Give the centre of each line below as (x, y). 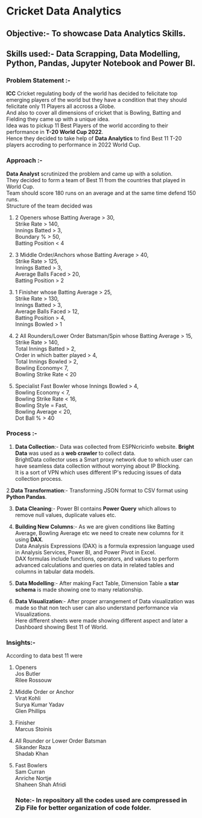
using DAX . (29, 539)
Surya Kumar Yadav (39, 705)
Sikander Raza (33, 747)
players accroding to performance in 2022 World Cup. (74, 145)
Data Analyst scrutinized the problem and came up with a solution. (90, 174)
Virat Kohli (28, 699)
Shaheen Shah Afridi (40, 785)
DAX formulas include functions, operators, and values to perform (97, 559)
